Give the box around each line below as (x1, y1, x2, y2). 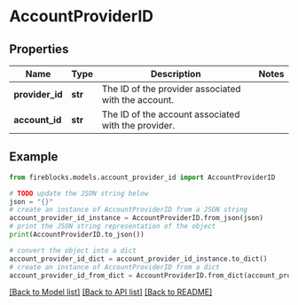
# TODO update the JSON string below (9, 189, 149, 198)
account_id (13, 113, 62, 126)
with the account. (101, 94, 175, 106)
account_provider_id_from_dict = (9, 270, 133, 280)
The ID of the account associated (101, 108, 240, 121)
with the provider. (101, 120, 176, 131)
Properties (9, 42, 69, 57)
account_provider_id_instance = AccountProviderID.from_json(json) (9, 214, 264, 223)
